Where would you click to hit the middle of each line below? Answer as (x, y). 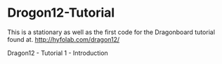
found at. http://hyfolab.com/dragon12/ (64, 39)
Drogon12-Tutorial (61, 13)
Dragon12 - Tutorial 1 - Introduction (58, 53)
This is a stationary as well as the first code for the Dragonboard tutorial (111, 32)
